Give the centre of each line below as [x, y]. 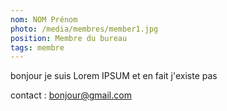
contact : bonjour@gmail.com [71, 95]
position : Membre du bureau [69, 38]
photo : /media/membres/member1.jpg [84, 29]
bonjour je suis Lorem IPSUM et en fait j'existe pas [114, 76]
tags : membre [37, 47]
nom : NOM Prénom [44, 19]
